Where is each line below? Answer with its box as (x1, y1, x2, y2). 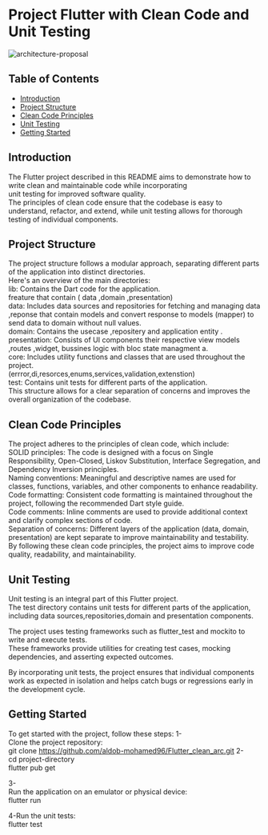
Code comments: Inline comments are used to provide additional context (8, 507, 248, 517)
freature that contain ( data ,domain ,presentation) (8, 293, 174, 302)
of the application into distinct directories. (8, 267, 146, 277)
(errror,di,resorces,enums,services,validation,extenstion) (8, 370, 196, 379)
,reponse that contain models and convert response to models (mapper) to (8, 310, 254, 319)
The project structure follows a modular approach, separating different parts (8, 258, 260, 269)
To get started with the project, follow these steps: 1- (8, 729, 182, 738)
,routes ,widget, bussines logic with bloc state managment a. (8, 344, 209, 354)
